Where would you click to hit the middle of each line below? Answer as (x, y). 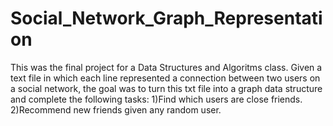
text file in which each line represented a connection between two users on (165, 78)
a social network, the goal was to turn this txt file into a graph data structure (166, 88)
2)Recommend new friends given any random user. (116, 109)
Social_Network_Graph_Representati (166, 18)
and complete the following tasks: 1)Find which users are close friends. (156, 99)
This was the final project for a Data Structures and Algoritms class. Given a (166, 67)
